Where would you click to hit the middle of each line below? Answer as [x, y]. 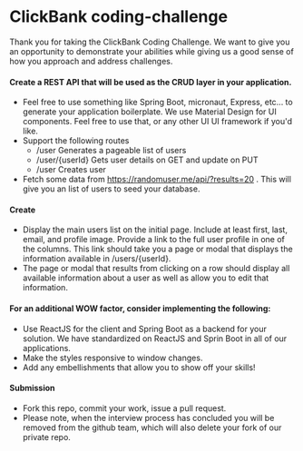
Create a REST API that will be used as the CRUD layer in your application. [151, 82]
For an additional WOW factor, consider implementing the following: [140, 308]
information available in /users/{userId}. [97, 259]
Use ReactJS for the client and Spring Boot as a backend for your [145, 328]
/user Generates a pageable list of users [111, 151]
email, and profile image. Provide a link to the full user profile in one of [154, 240]
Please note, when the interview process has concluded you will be [148, 417]
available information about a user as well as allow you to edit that [146, 278]
